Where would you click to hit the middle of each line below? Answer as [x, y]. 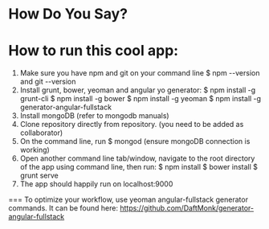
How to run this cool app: [94, 51]
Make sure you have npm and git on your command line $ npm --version [140, 73]
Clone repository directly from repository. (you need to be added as [132, 125]
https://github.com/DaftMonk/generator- [187, 208]
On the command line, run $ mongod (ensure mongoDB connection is [135, 141]
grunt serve [39, 176]
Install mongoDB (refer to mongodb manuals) [95, 116]
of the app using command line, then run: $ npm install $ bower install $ [139, 167]
